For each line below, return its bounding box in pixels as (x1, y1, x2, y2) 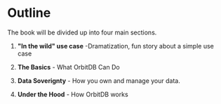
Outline (7, 5, 51, 21)
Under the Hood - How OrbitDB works (17, 90, 128, 98)
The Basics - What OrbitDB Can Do (17, 63, 121, 71)
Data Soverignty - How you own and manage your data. (17, 76, 180, 85)
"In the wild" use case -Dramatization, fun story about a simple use (17, 41, 214, 50)
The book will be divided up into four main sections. (7, 28, 157, 37)
